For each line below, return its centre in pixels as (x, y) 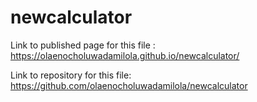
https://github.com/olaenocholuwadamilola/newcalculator (129, 85)
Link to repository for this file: (71, 75)
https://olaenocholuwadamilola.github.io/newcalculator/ (125, 55)
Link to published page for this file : (83, 45)
